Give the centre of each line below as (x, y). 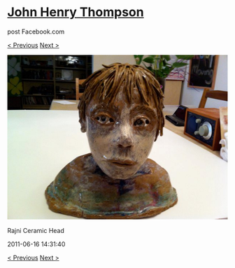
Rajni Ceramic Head (36, 231)
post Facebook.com (36, 31)
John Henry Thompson (76, 12)
